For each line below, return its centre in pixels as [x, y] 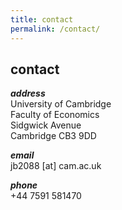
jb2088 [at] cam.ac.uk [56, 166]
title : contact [42, 19]
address [28, 93]
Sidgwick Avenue [46, 125]
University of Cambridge [61, 104]
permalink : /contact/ [55, 29]
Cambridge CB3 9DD [53, 136]
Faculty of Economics [55, 115]
